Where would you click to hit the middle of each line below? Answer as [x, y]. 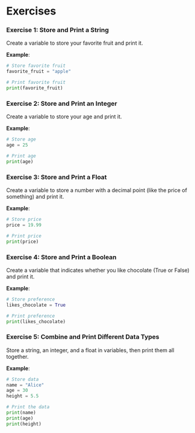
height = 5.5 [23, 396]
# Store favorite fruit [36, 66]
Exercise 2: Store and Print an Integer [62, 103]
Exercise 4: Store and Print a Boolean [61, 257]
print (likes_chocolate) [36, 321]
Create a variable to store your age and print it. [64, 117]
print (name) [21, 413]
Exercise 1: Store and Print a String [58, 30]
